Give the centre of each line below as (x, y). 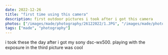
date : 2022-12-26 (23, 10)
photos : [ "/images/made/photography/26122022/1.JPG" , (62, 24)
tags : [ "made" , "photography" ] (38, 28)
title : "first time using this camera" (47, 14)
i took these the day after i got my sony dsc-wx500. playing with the (75, 42)
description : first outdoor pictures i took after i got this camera (79, 19)
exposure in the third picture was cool (44, 48)
